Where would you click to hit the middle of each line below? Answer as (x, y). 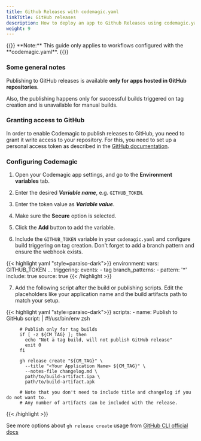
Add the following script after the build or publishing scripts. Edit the (99, 288)
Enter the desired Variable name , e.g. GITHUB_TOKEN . (79, 193)
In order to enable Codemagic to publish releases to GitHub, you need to (95, 133)
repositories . (22, 87)
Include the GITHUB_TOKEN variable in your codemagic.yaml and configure (103, 239)
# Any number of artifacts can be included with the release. (99, 403)
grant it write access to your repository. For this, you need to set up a (91, 140)
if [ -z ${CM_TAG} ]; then (53, 335)
